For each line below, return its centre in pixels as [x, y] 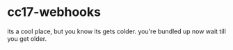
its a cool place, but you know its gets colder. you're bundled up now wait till [116, 31]
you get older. [27, 38]
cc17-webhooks [54, 12]
